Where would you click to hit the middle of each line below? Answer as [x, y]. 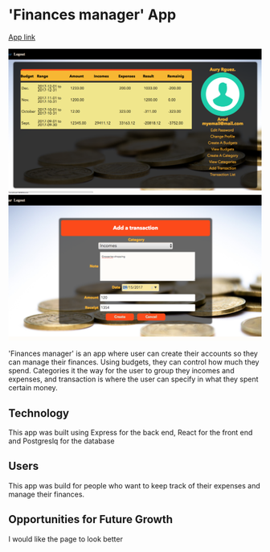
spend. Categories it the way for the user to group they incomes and [121, 371]
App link [22, 37]
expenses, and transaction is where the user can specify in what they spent [133, 379]
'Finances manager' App [92, 15]
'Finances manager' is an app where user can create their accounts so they [133, 354]
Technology [39, 413]
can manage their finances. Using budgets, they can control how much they [134, 362]
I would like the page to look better [65, 539]
